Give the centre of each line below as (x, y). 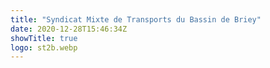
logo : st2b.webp (44, 47)
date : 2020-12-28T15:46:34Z (69, 29)
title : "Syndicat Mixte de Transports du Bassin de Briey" (136, 19)
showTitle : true (44, 38)
